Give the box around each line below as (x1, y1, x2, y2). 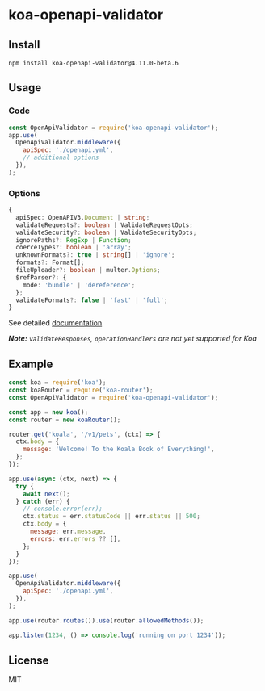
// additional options (23, 153, 99, 162)
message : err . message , (29, 527, 107, 536)
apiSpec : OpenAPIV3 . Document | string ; (15, 213, 150, 221)
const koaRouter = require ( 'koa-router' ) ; (8, 386, 154, 395)
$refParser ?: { (15, 273, 67, 282)
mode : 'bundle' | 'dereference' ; (23, 281, 136, 289)
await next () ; (23, 490, 70, 498)
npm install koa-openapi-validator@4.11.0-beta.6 (8, 59, 179, 67)
